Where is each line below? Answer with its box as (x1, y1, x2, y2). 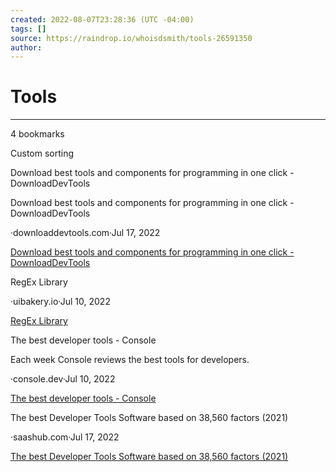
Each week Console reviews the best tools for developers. (10, 354, 250, 366)
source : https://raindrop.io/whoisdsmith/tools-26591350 (10, 33, 253, 43)
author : (10, 42, 43, 53)
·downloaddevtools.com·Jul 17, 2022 (10, 227, 161, 239)
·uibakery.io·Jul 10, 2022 (10, 296, 111, 308)
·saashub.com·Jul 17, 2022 (10, 431, 120, 443)
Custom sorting (10, 147, 75, 160)
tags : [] (10, 24, 47, 34)
